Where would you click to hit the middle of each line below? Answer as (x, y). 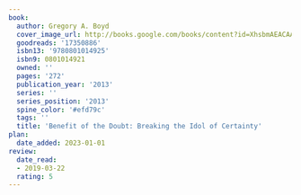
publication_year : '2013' (65, 84)
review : (23, 151)
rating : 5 (35, 176)
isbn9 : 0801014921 (51, 59)
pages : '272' (41, 76)
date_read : (37, 160)
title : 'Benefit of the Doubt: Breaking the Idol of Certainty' (139, 127)
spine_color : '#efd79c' (61, 110)
